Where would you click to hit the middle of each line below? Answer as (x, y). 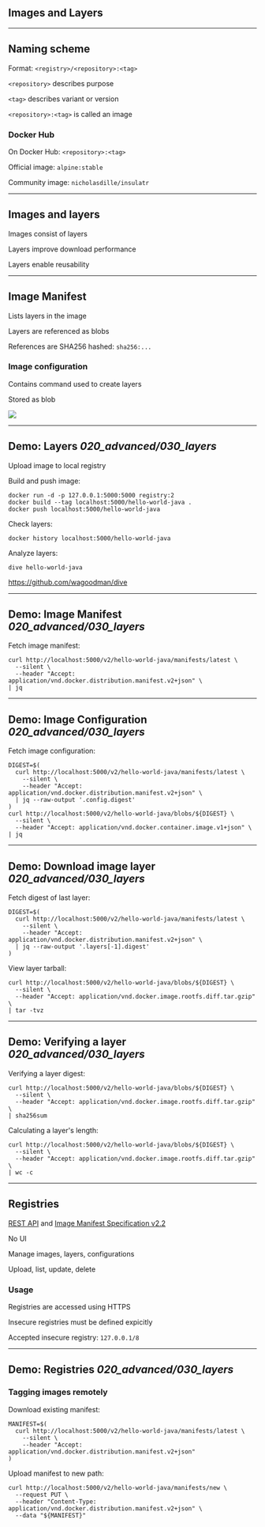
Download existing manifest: (54, 1409)
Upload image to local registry (57, 465)
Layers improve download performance (72, 249)
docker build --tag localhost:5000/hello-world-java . (100, 502)
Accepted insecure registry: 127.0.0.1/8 (74, 1338)
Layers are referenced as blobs (59, 331)
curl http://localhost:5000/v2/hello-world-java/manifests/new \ (118, 1487)
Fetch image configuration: (52, 751)
